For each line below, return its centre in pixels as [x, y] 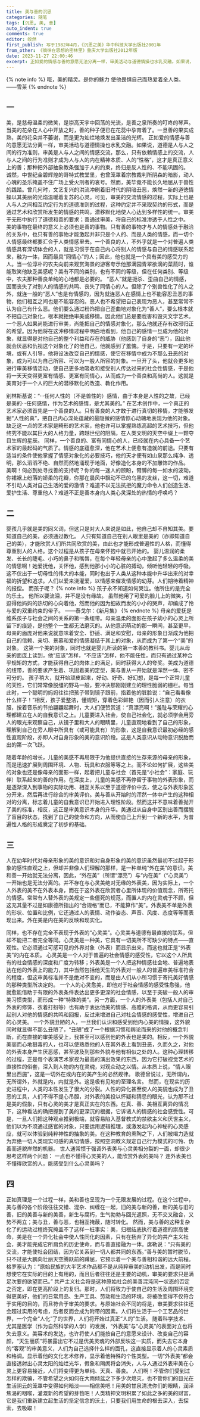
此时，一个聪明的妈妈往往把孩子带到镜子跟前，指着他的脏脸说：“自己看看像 [99, 693]
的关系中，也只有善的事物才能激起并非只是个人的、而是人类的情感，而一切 [97, 234]
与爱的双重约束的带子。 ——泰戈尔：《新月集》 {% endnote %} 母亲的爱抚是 [99, 611]
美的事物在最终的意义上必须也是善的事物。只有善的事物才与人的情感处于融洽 [100, 227]
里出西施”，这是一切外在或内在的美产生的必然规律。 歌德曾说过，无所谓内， [99, 1074]
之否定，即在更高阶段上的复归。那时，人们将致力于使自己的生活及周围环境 [97, 1289]
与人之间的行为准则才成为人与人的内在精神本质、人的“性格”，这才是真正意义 [100, 160]
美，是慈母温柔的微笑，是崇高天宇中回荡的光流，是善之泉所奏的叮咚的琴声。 [100, 123]
